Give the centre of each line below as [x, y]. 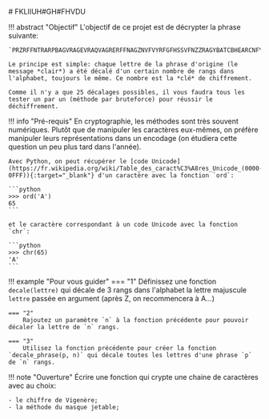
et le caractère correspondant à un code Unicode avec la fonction [123, 224]
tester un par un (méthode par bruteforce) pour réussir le [111, 99]
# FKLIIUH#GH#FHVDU [47, 12]
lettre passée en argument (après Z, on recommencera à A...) [111, 298]
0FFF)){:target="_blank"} [51, 175]
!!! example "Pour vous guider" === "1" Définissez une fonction [112, 281]
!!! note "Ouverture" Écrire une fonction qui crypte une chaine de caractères [133, 377]
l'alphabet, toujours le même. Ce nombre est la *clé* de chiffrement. [130, 79]
